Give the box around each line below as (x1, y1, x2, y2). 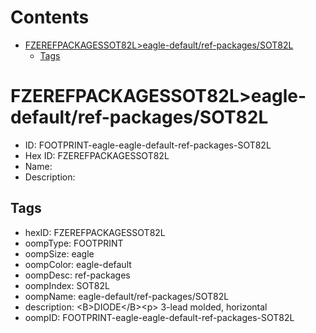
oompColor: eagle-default (24, 258, 132, 270)
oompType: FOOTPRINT (24, 237, 124, 249)
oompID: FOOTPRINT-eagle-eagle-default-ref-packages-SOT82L (24, 311, 295, 323)
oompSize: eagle (24, 247, 95, 260)
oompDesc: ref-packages (24, 269, 131, 281)
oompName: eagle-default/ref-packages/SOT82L (24, 290, 230, 302)
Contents (10, 6, 90, 29)
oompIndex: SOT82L (24, 279, 110, 291)
